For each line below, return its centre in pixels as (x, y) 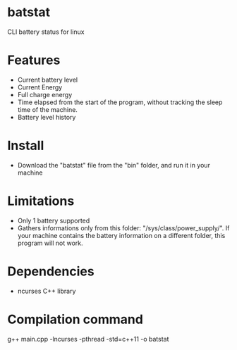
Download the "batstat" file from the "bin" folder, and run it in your (114, 165)
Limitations (41, 201)
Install (26, 146)
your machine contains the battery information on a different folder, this (121, 235)
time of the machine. (47, 109)
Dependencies (51, 271)
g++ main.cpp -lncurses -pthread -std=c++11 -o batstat (88, 339)
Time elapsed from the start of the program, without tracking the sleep (120, 102)
